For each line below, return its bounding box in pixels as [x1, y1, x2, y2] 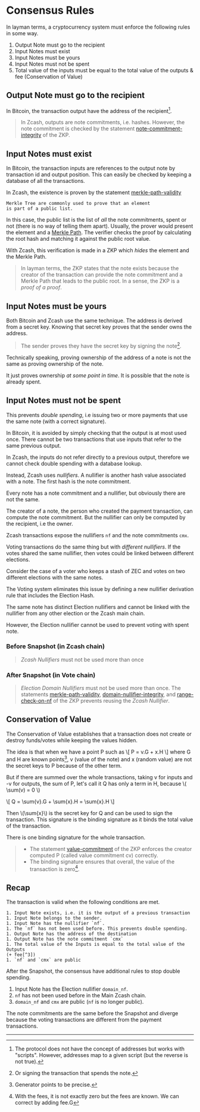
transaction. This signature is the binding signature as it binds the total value [6, 816, 193, 823]
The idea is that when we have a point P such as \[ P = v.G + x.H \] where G [6, 748, 191, 755]
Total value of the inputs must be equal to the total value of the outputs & [14, 66, 193, 73]
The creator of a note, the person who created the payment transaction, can [6, 507, 193, 514]
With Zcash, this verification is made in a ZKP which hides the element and [6, 247, 189, 254]
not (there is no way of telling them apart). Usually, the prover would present [6, 222, 193, 230]
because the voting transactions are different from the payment [6, 1016, 162, 1024]
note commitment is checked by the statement [20, 125, 135, 132]
